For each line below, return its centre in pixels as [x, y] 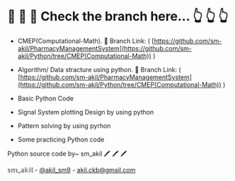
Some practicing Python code [61, 139]
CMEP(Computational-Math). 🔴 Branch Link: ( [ [86, 41]
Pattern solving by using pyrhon [64, 125]
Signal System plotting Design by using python [86, 112]
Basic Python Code [46, 98]
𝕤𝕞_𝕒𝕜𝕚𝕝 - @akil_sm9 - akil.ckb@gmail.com [71, 170]
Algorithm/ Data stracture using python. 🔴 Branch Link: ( [99, 69]
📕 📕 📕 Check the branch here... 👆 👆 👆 [118, 17]
